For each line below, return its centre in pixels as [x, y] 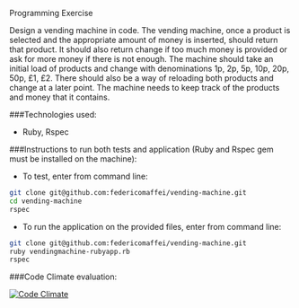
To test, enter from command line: [85, 176]
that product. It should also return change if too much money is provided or [148, 49]
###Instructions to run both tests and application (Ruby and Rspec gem [141, 149]
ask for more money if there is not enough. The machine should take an [141, 59]
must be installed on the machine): [73, 159]
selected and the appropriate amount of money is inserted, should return [144, 40]
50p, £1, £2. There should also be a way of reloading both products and [141, 78]
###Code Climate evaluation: [63, 277]
